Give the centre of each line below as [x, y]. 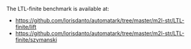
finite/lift [26, 27]
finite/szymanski [36, 40]
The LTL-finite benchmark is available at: [58, 9]
